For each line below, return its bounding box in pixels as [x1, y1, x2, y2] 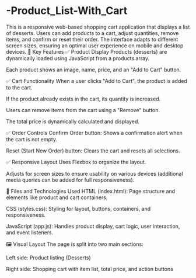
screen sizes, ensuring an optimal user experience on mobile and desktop [6, 42, 184, 49]
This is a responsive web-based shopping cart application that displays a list [6, 23, 190, 30]
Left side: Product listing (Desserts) [6, 254, 92, 261]
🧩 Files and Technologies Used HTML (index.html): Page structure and [6, 187, 176, 194]
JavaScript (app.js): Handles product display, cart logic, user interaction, [6, 223, 180, 230]
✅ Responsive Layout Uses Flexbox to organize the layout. [6, 158, 146, 165]
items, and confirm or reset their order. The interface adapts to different [6, 36, 178, 43]
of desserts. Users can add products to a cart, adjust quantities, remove [6, 29, 179, 36]
